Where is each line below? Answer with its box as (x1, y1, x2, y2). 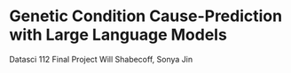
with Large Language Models (9, 25, 228, 45)
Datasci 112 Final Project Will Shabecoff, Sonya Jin (9, 54, 193, 64)
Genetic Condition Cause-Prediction (9, 6, 282, 26)
